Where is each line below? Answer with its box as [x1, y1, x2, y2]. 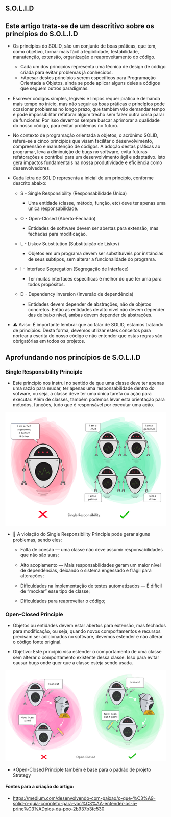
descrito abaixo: [12, 180, 47, 186]
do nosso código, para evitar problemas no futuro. [12, 123, 119, 129]
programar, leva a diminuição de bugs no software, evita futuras [12, 149, 148, 155]
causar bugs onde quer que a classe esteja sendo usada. [12, 659, 133, 666]
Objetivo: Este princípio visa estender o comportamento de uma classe [12, 648, 162, 655]
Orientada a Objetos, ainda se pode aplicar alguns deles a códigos [20, 80, 160, 86]
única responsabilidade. [28, 205, 79, 212]
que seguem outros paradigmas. [20, 85, 89, 91]
